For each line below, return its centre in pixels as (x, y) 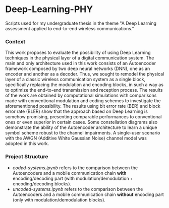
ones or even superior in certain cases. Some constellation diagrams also (81, 122)
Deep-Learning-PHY (49, 9)
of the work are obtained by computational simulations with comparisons (81, 95)
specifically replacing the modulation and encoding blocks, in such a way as (84, 85)
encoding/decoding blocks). (42, 184)
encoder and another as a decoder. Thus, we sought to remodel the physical (85, 74)
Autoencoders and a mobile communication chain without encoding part (88, 194)
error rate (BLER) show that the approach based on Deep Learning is (76, 111)
